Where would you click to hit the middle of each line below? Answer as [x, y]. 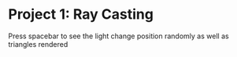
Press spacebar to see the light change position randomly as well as [119, 36]
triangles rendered [38, 44]
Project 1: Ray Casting [81, 14]
